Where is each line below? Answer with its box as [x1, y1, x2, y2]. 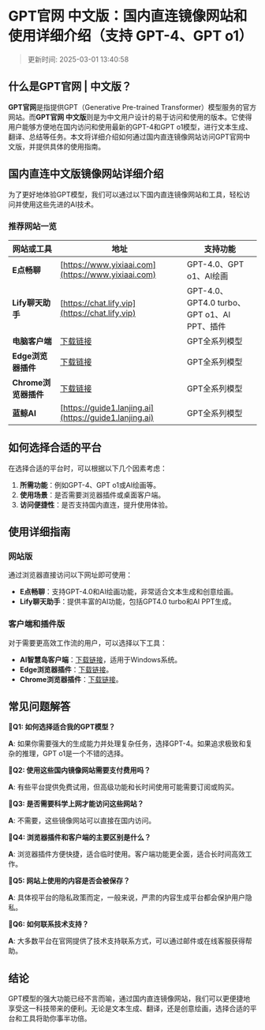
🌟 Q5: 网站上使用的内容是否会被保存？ [8, 876, 130, 886]
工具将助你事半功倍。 [21, 1013, 91, 1023]
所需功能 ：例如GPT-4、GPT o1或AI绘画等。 [19, 480, 161, 489]
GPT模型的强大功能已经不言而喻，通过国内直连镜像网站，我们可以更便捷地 [8, 994, 251, 1003]
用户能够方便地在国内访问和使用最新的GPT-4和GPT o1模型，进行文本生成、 [8, 122, 252, 131]
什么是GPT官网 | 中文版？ [8, 80, 132, 93]
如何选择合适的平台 [8, 441, 102, 455]
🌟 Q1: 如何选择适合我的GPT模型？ [8, 722, 116, 732]
